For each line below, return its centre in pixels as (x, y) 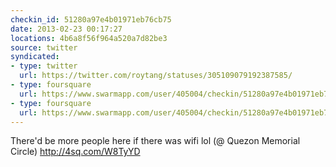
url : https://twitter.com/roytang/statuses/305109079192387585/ (156, 76)
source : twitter (44, 47)
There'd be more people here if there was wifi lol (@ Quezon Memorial (155, 141)
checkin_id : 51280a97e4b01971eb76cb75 (91, 19)
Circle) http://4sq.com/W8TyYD (75, 152)
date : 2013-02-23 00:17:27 (66, 29)
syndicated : (35, 57)
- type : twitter (44, 66)
